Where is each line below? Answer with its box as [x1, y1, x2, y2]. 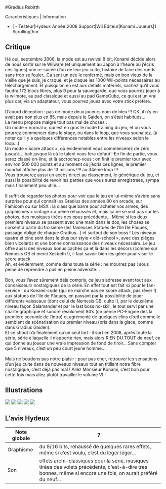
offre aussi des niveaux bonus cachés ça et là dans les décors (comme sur [5, 245, 158, 251]
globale [12, 435, 31, 442]
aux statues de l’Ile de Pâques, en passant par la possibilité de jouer [5, 293, 143, 298]
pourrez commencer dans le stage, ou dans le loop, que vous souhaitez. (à [5, 130, 158, 136]
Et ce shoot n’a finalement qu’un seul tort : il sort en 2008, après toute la [5, 329, 152, 336]
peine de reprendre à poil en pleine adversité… [5, 266, 100, 272]
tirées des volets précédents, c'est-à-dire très [39, 464, 148, 471]
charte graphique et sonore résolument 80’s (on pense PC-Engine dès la [5, 308, 153, 314]
